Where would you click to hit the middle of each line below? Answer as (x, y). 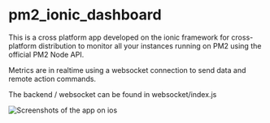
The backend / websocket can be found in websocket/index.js (113, 94)
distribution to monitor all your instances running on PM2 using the (150, 45)
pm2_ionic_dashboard (85, 15)
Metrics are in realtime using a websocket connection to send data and (127, 70)
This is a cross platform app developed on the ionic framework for (119, 37)
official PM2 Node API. (46, 54)
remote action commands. (52, 78)
